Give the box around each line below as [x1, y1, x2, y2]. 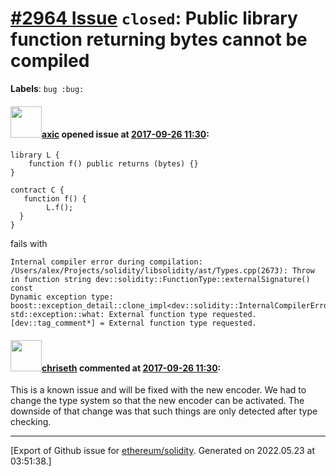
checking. [10, 416, 52, 428]
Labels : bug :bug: [10, 82, 85, 94]
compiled [10, 50, 90, 72]
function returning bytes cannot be [10, 28, 308, 51]
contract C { [10, 185, 65, 196]
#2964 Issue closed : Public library [10, 7, 298, 30]
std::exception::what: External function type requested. [10, 310, 257, 320]
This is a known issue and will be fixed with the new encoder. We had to [10, 384, 307, 396]
